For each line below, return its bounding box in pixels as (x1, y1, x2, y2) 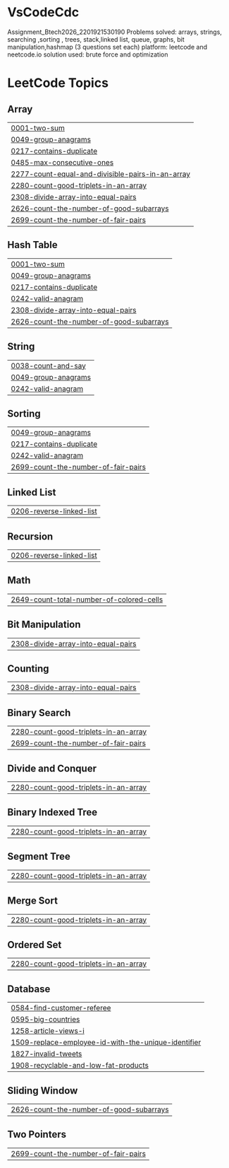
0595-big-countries (11, 1015, 80, 1024)
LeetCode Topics (7, 75, 109, 91)
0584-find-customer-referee (11, 1003, 111, 1013)
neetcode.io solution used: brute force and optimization (7, 50, 168, 59)
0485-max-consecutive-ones (11, 157, 114, 167)
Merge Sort (7, 895, 58, 907)
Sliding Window (7, 1085, 78, 1097)
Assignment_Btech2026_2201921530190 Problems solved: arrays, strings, (7, 28, 222, 36)
